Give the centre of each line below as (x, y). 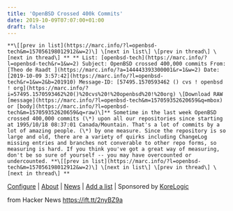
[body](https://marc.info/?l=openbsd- (73, 107)
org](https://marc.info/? (51, 88)
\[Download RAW (201, 95)
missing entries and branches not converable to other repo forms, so (112, 143)
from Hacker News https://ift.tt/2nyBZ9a (65, 200)
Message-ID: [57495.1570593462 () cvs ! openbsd (151, 82)
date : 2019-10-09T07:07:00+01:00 (56, 20)
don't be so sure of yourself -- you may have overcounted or (99, 155)
